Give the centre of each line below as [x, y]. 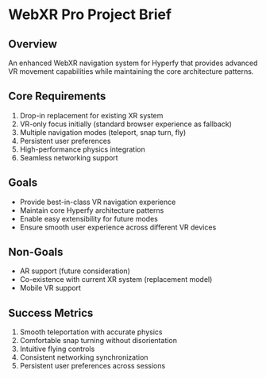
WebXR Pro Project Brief [90, 15]
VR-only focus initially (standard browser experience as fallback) [126, 124]
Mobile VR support [50, 288]
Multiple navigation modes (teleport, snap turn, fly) [103, 132]
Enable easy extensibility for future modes [89, 218]
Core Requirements [57, 96]
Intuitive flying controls [57, 349]
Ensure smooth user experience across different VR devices [118, 227]
